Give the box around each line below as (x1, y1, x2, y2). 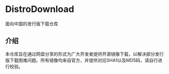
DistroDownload (5, 3, 74, 15)
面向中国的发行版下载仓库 (5, 20, 58, 26)
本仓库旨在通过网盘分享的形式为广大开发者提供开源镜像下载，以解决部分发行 (5, 51, 164, 57)
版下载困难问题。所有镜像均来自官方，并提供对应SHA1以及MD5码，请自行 (5, 57, 158, 63)
